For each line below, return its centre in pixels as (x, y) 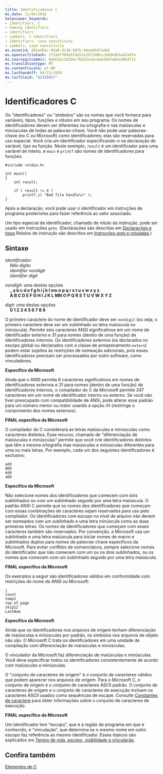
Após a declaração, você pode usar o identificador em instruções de (74, 208)
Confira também (30, 755)
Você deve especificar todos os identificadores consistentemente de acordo (81, 660)
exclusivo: (15, 455)
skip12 (12, 607)
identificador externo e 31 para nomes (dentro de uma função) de (71, 335)
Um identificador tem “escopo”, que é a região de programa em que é (75, 724)
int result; (26, 182)
